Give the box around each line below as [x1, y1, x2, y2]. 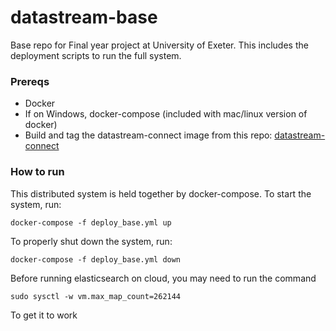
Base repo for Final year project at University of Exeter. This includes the [10, 39, 309, 51]
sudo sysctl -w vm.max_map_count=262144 [10, 291, 182, 301]
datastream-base [10, 6, 158, 29]
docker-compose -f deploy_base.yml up [10, 217, 172, 228]
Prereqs [10, 74, 50, 88]
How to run [10, 165, 65, 179]
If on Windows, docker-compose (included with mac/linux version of [24, 108, 308, 120]
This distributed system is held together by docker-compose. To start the [10, 187, 312, 200]
